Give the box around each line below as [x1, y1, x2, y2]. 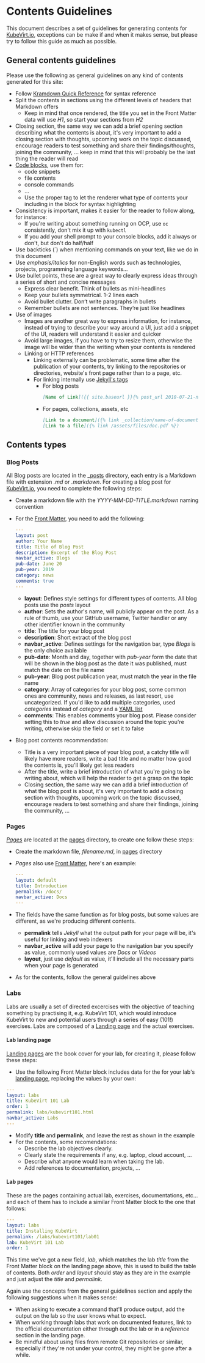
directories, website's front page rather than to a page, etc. [33, 369, 182, 377]
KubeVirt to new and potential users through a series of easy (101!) [6, 1016, 174, 1023]
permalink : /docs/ [15, 888, 62, 895]
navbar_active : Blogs [15, 555, 70, 561]
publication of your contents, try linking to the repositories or [33, 363, 186, 370]
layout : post [15, 532, 49, 539]
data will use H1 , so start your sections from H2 [24, 116, 143, 123]
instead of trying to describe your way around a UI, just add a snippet [24, 323, 199, 331]
